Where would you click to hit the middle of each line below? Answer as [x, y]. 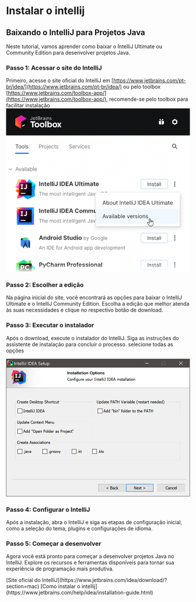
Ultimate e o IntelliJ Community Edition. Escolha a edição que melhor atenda [98, 304]
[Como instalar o [60, 586]
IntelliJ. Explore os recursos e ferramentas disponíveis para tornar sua [90, 563]
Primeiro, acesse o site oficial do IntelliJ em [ [60, 81]
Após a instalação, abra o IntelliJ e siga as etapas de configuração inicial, [94, 522]
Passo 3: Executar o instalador [50, 325]
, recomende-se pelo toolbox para [147, 99]
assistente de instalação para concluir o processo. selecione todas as [90, 344]
